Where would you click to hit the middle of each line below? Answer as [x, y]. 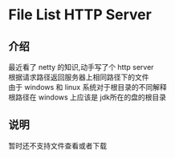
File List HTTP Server [80, 15]
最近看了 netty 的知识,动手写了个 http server [81, 67]
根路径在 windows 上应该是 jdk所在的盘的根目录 [87, 97]
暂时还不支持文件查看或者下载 [57, 145]
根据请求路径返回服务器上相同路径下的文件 [79, 77]
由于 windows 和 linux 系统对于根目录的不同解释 [87, 87]
